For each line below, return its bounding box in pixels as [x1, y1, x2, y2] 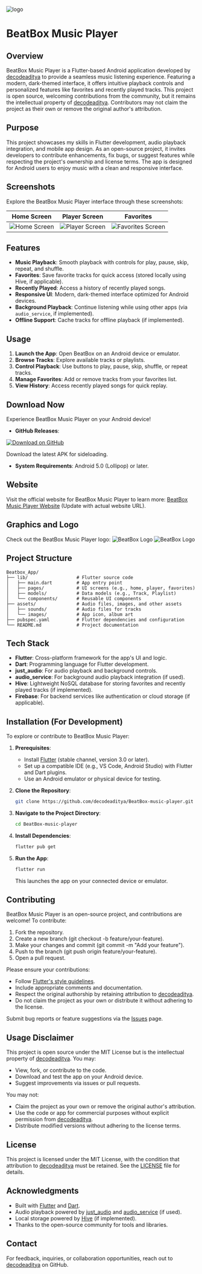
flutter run [14, 866, 45, 872]
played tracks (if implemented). [14, 686, 93, 694]
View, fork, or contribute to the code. [14, 1066, 107, 1074]
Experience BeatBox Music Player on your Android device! [6, 416, 151, 423]
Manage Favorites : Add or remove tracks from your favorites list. [14, 376, 177, 383]
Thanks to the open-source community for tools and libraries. [14, 1221, 168, 1228]
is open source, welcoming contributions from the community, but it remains [6, 92, 196, 100]
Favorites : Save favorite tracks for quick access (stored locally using [14, 271, 186, 279]
